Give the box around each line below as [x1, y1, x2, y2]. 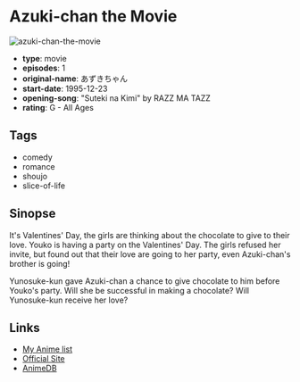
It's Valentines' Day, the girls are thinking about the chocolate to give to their [9, 229, 290, 240]
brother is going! [9, 258, 71, 269]
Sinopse [9, 206, 56, 221]
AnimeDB [21, 363, 57, 374]
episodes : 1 [21, 62, 65, 73]
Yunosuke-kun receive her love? [9, 295, 129, 305]
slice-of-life [21, 180, 65, 191]
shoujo [21, 170, 47, 181]
